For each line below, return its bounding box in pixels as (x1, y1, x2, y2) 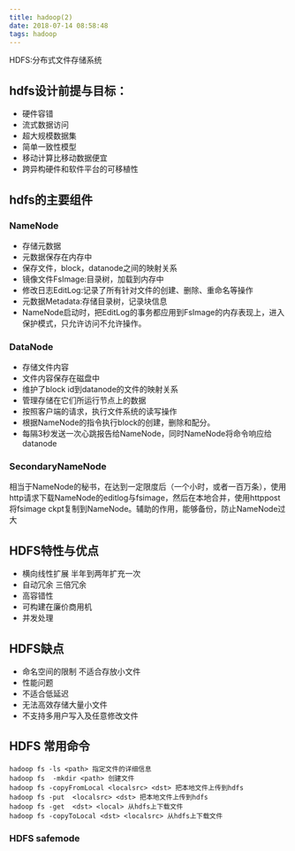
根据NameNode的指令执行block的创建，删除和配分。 (21, 417, 216, 428)
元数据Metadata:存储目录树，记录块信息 (21, 296, 168, 306)
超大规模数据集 (21, 130, 77, 142)
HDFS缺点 (9, 641, 64, 656)
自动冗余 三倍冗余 (21, 579, 87, 590)
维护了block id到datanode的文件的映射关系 (21, 384, 179, 395)
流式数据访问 (21, 120, 69, 130)
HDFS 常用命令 (9, 739, 90, 754)
